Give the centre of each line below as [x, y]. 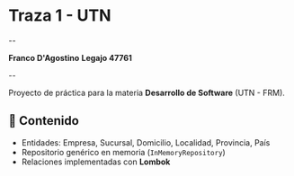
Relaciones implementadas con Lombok [96, 162]
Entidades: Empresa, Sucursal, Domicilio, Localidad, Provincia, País [146, 142]
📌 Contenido [44, 121]
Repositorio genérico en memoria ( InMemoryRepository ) [123, 152]
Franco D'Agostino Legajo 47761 [70, 57]
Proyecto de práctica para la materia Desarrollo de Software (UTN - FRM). [147, 92]
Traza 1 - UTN [60, 16]
